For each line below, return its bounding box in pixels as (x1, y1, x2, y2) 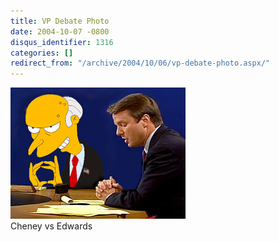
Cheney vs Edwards (10, 220, 93, 232)
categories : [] (10, 48, 74, 58)
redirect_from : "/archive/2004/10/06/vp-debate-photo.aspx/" (10, 58, 271, 69)
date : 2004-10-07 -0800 (10, 26, 110, 37)
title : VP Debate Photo (10, 16, 110, 26)
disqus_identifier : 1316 (10, 37, 114, 47)
